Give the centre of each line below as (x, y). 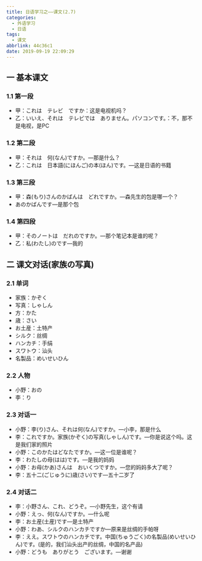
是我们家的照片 (34, 444)
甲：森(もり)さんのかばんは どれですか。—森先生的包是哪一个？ (97, 197)
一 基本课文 (27, 77)
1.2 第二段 (21, 143)
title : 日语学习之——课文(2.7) (41, 12)
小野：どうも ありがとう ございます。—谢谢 (73, 552)
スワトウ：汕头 (34, 351)
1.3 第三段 (21, 182)
